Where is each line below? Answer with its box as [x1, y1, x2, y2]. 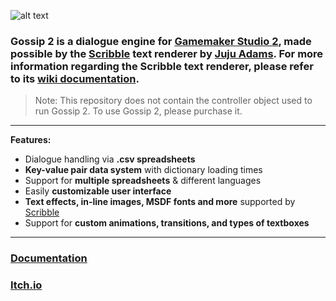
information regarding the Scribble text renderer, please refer [10, 59, 314, 73]
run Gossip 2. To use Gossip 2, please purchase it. [34, 105, 243, 117]
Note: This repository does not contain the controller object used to [34, 95, 313, 107]
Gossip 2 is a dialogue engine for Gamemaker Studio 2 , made [10, 34, 312, 48]
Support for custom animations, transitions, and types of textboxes [24, 217, 310, 229]
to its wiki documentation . [10, 71, 140, 85]
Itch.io [10, 278, 43, 292]
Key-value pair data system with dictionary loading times [24, 164, 263, 176]
